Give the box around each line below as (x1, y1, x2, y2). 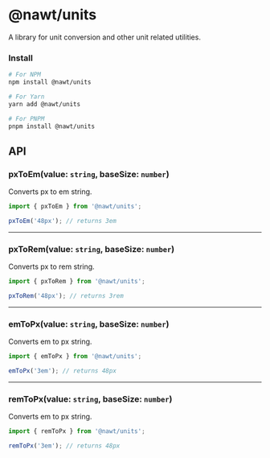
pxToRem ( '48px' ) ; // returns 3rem (8, 292, 125, 300)
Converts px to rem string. (8, 262, 95, 271)
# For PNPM (8, 114, 45, 122)
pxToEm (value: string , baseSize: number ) (8, 168, 170, 179)
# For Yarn (8, 93, 45, 101)
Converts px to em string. (8, 187, 92, 196)
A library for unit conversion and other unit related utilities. (8, 32, 201, 42)
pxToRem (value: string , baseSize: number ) (8, 243, 175, 254)
